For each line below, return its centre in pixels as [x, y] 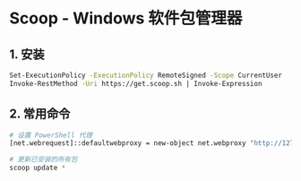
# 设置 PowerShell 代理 [51, 135]
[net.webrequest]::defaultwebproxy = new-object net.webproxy [128, 143]
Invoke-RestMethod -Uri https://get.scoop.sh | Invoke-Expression [136, 83]
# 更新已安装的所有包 [43, 159]
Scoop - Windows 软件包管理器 [126, 18]
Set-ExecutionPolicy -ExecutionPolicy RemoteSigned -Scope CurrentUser [146, 75]
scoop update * [38, 168]
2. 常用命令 [40, 114]
